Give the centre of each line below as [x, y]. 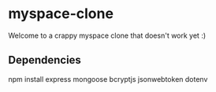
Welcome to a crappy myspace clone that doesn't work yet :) [107, 35]
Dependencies [45, 60]
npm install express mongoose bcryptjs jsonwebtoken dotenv [108, 79]
